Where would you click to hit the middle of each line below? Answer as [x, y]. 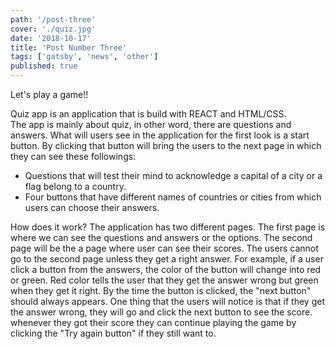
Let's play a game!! [49, 94]
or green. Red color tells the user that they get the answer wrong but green [164, 280]
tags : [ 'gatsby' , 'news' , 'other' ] [84, 57]
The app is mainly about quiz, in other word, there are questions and [151, 124]
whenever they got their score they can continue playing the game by [153, 322]
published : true [44, 66]
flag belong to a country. [75, 186]
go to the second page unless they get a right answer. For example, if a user [167, 259]
